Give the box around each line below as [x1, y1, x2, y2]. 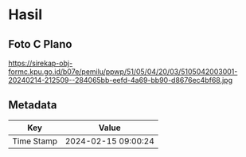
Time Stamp [12, 135, 58, 147]
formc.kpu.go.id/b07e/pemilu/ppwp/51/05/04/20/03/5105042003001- [8, 67, 238, 77]
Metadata [8, 98, 57, 112]
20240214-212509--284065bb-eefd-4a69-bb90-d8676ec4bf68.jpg [8, 76, 233, 84]
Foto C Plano [8, 37, 72, 51]
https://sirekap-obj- [8, 58, 73, 68]
